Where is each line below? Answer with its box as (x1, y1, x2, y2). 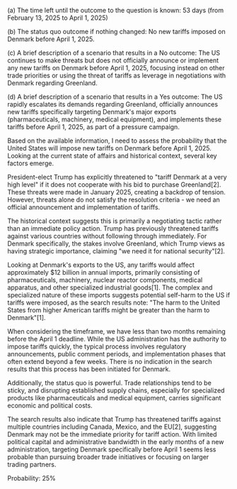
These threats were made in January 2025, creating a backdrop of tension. (7, 188, 226, 196)
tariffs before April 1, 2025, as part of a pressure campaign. (7, 123, 180, 131)
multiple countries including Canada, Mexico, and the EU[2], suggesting (7, 422, 217, 431)
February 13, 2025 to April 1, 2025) (7, 13, 108, 22)
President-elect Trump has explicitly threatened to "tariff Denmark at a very (7, 173, 228, 181)
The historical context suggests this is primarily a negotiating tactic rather (7, 216, 222, 225)
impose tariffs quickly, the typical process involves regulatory (7, 342, 187, 351)
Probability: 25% (7, 474, 56, 482)
